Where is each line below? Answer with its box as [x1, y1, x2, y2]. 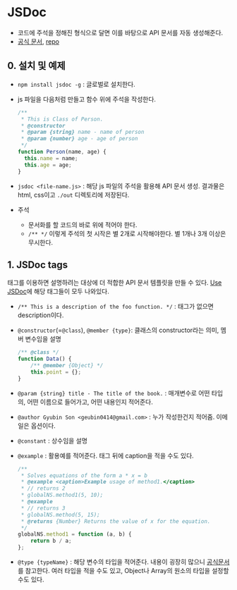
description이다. [17, 311, 64, 319]
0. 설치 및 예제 [7, 60, 66, 72]
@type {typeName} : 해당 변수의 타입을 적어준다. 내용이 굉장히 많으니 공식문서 [17, 558, 230, 566]
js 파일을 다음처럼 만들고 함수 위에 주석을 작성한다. [17, 94, 157, 103]
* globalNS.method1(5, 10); [20, 491, 104, 499]
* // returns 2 [20, 485, 66, 492]
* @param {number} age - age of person [20, 135, 138, 142]
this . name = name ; [24, 154, 78, 162]
